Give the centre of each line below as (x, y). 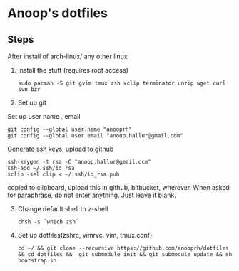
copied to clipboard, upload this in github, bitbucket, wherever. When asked (118, 187)
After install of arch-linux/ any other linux (67, 56)
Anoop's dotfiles (58, 13)
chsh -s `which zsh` (48, 222)
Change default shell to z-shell (63, 209)
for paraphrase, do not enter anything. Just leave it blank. (92, 195)
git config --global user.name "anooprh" (70, 129)
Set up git (32, 102)
